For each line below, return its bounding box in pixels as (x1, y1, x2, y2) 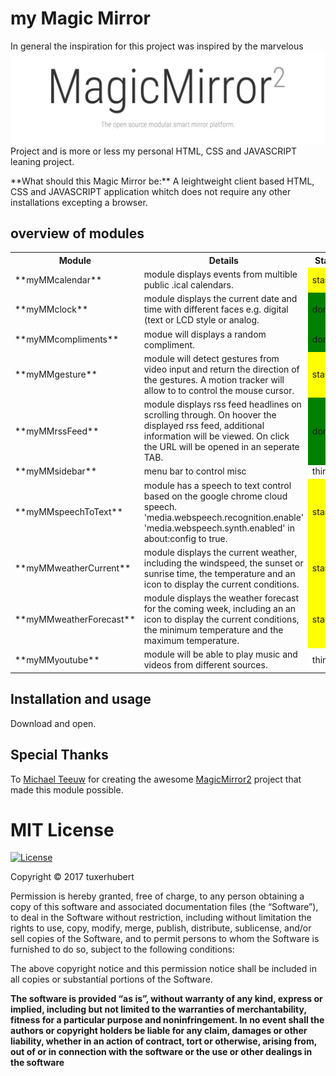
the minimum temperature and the (143, 624, 284, 636)
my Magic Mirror (10, 7, 151, 30)
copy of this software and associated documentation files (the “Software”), (10, 901, 319, 913)
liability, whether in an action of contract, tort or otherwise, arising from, (10, 1035, 317, 1047)
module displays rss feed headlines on (143, 398, 302, 411)
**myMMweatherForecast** (14, 613, 136, 626)
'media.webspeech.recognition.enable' (143, 511, 304, 523)
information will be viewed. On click (143, 430, 290, 442)
